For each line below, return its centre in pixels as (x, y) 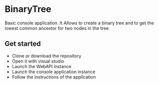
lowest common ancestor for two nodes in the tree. (57, 28)
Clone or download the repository (46, 56)
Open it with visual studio (38, 61)
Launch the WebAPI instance (41, 66)
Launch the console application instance (53, 72)
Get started (23, 44)
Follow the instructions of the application (54, 77)
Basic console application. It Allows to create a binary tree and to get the (79, 23)
